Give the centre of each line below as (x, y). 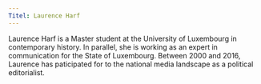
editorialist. (27, 72)
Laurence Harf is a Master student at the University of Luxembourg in (123, 38)
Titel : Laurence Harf (44, 16)
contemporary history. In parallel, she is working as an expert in (113, 47)
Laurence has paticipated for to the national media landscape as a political (131, 64)
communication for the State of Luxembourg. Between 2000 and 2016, (124, 55)
